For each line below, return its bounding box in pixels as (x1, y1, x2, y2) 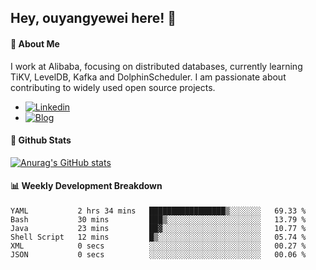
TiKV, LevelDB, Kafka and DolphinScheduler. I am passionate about (10, 71, 287, 83)
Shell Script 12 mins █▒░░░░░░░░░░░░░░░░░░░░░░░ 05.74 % (10, 232, 307, 242)
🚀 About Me (10, 37, 60, 50)
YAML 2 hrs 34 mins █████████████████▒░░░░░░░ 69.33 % (10, 206, 307, 216)
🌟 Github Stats (10, 134, 72, 146)
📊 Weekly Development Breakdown (10, 180, 163, 192)
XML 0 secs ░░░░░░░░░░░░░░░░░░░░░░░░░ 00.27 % (10, 241, 307, 251)
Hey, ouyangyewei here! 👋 (10, 10, 177, 27)
